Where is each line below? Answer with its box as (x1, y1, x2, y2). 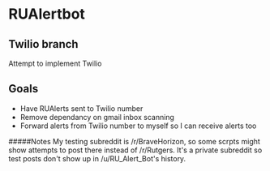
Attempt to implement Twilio (8, 58, 102, 68)
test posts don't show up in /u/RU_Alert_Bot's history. (8, 153, 186, 163)
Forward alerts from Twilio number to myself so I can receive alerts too (19, 121, 257, 130)
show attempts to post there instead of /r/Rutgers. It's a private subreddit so (8, 145, 263, 155)
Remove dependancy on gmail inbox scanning (19, 112, 174, 122)
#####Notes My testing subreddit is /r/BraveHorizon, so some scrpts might (8, 136, 261, 146)
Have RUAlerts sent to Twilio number (19, 103, 144, 113)
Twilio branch (8, 37, 79, 51)
